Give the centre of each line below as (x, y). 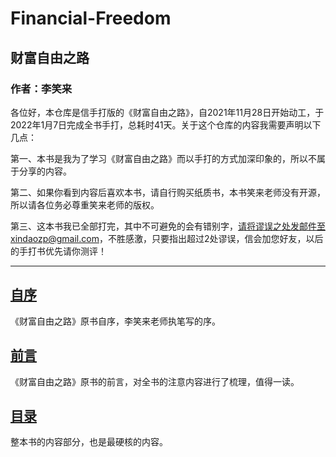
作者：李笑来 (41, 89)
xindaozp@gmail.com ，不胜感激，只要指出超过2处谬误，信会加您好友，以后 (167, 238)
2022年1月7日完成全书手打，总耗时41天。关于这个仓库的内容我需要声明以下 (166, 124)
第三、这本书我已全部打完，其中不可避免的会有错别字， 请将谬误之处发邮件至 (168, 226)
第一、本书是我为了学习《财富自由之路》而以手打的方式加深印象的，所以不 (163, 158)
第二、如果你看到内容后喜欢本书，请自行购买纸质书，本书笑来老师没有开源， (168, 192)
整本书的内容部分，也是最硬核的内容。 (89, 442)
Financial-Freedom (91, 18)
